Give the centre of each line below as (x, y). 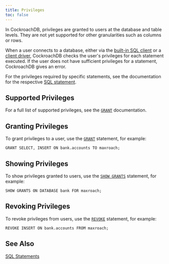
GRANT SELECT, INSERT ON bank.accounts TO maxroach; (63, 148)
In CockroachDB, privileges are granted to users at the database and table (84, 29)
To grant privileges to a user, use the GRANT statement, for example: (76, 139)
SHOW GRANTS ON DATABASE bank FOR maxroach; (54, 191)
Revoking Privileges (38, 206)
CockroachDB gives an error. (36, 67)
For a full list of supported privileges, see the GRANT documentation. (76, 110)
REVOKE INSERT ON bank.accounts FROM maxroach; (57, 228)
